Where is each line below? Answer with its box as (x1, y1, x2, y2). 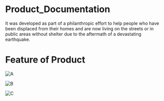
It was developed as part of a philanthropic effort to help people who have (5, 20, 159, 26)
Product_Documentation (5, 4, 111, 15)
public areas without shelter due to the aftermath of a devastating (5, 31, 142, 37)
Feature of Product (5, 54, 86, 66)
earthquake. (5, 36, 30, 42)
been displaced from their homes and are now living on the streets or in (5, 25, 154, 31)
